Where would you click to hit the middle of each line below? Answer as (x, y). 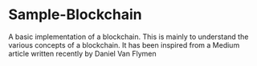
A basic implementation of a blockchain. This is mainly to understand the (128, 37)
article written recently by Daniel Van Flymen (82, 53)
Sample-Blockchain (75, 15)
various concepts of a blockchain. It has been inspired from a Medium (124, 45)
